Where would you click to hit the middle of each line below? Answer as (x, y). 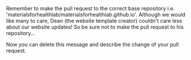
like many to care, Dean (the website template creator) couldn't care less (94, 21)
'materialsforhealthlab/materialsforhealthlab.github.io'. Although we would (96, 15)
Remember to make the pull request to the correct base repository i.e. (91, 8)
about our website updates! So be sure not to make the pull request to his (95, 27)
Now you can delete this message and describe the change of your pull (93, 44)
